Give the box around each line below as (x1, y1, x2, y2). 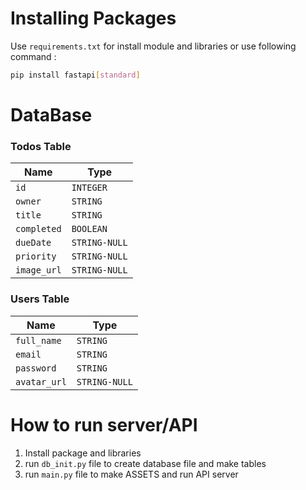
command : (10, 50, 57, 62)
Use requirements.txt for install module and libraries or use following (10, 40, 297, 52)
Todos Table (10, 139, 72, 153)
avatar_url (15, 376, 67, 387)
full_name (15, 335, 62, 346)
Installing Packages (10, 7, 177, 30)
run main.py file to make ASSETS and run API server (24, 468, 239, 480)
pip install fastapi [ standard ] (10, 70, 141, 80)
